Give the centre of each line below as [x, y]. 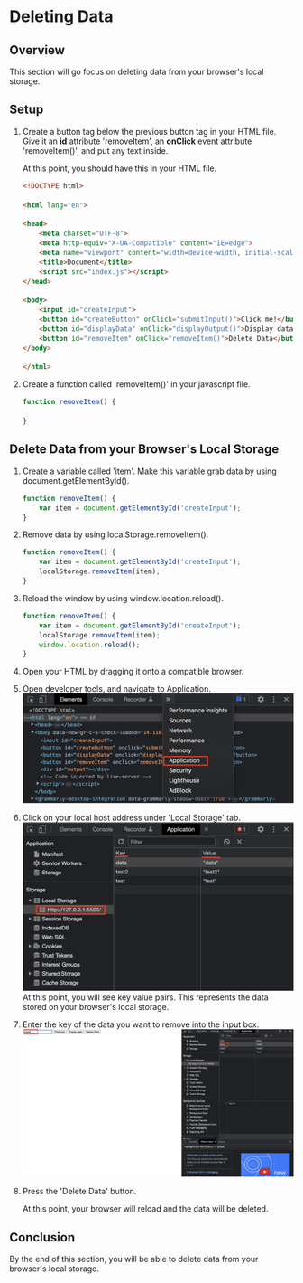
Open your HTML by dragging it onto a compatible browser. [133, 672]
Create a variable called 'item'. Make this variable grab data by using [149, 471]
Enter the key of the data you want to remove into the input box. [141, 1024]
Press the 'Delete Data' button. [79, 1192]
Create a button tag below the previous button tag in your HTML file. [149, 131]
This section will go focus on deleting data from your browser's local [137, 71]
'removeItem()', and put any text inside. [95, 150]
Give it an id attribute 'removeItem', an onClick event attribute [137, 141]
